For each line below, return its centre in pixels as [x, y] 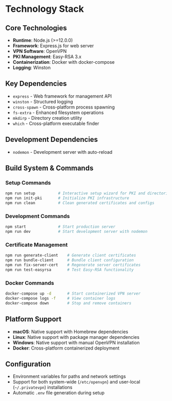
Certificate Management [37, 245]
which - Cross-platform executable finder [56, 123]
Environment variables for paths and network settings [69, 376]
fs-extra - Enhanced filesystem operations [58, 112]
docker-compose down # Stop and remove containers [68, 303]
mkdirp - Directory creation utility [47, 118]
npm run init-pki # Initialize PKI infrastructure [67, 198]
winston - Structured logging [43, 101]
